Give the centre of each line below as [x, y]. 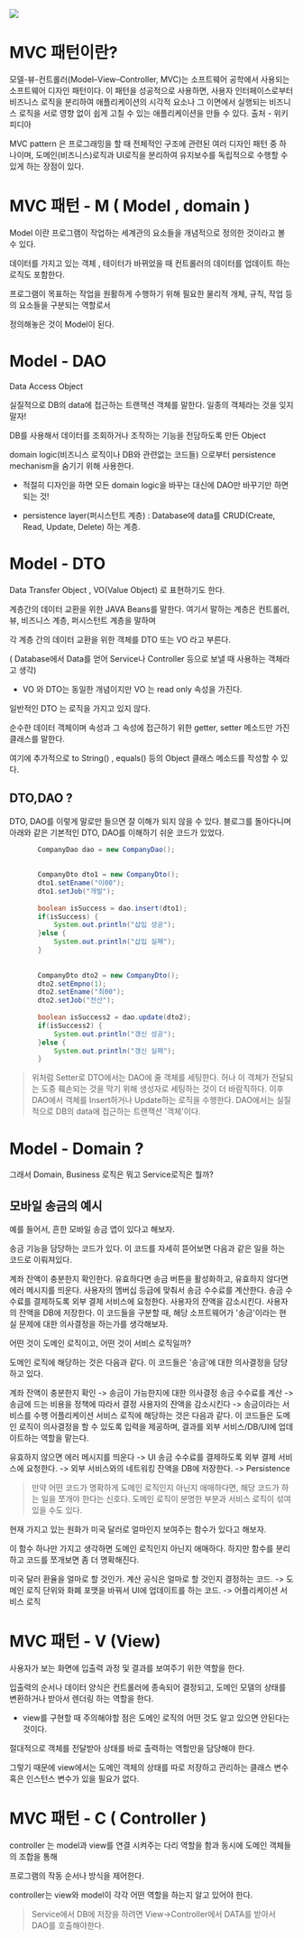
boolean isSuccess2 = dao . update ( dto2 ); [115, 1017]
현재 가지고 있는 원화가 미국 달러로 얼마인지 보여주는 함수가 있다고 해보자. [138, 1529]
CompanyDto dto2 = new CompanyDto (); [108, 975]
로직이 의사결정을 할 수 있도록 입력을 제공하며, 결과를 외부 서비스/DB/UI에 [147, 1427]
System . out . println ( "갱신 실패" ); [115, 1051]
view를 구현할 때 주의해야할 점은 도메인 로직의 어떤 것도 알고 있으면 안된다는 [156, 1718]
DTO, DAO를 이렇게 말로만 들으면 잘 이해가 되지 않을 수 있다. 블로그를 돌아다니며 [150, 821]
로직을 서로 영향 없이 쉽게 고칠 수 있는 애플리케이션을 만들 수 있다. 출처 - [145, 113]
